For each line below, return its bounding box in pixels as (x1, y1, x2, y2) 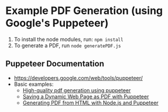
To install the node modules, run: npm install (13, 36, 124, 43)
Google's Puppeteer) (5, 16, 109, 30)
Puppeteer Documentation (5, 59, 105, 69)
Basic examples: (13, 80, 54, 87)
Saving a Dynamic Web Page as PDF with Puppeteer (22, 93, 149, 100)
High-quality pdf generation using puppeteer (22, 86, 131, 94)
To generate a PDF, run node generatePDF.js (13, 42, 121, 49)
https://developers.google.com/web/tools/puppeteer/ (13, 74, 143, 81)
